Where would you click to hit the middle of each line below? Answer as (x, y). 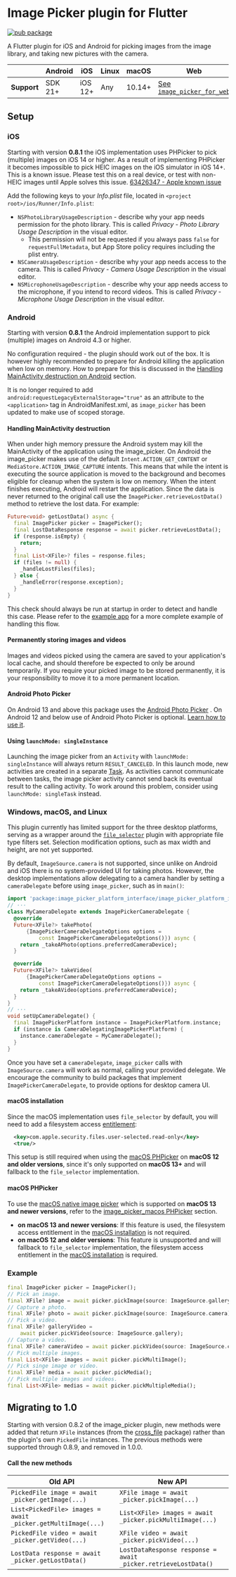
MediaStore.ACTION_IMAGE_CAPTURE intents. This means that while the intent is (118, 467)
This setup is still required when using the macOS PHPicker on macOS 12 (113, 1157)
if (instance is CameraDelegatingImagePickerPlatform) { (99, 1029)
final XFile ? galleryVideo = (50, 1327)
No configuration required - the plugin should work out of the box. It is (109, 353)
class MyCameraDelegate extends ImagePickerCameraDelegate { (99, 912)
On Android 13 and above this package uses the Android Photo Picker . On (115, 710)
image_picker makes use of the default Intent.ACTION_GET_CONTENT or (107, 459)
